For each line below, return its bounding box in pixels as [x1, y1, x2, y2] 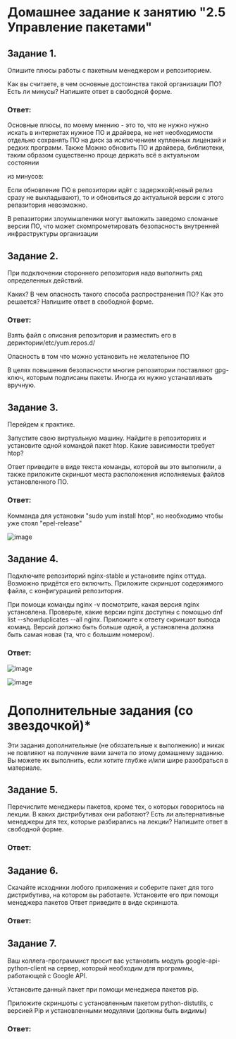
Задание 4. [7, 552, 58, 565]
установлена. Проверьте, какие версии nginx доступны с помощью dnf [7, 608, 223, 617]
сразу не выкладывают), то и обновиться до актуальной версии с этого [7, 194, 224, 202]
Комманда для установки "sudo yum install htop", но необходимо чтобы [7, 511, 223, 520]
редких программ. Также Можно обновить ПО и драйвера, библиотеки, [7, 143, 225, 152]
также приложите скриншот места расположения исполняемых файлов [7, 470, 225, 479]
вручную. [7, 381, 36, 389]
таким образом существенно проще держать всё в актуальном [7, 151, 199, 160]
